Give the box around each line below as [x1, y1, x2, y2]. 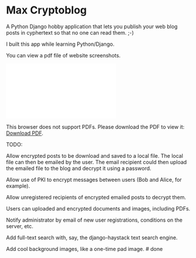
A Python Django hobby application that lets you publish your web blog [6, 23, 178, 30]
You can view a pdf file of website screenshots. [6, 52, 121, 59]
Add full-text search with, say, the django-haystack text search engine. [6, 234, 178, 241]
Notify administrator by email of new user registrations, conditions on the [6, 216, 183, 223]
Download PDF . [6, 130, 44, 137]
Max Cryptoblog [6, 4, 87, 17]
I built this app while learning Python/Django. [6, 40, 114, 47]
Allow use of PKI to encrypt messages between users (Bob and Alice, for [6, 176, 182, 183]
